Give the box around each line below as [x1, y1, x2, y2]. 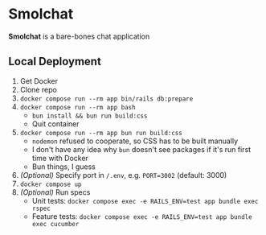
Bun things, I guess [31, 162, 96, 171]
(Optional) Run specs [19, 187, 91, 197]
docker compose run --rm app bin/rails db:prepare [19, 94, 194, 103]
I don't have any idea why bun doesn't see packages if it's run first [31, 144, 252, 154]
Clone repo [19, 85, 58, 94]
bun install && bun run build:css [31, 112, 148, 120]
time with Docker [31, 153, 88, 163]
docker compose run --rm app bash [19, 103, 136, 111]
